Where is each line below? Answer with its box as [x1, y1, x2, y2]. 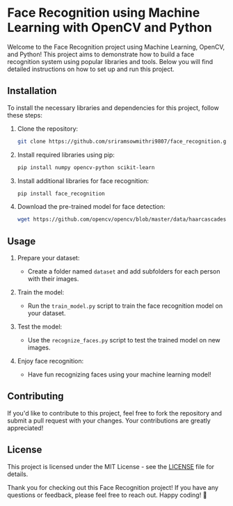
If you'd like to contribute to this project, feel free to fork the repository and [7, 409, 223, 417]
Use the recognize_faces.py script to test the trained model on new [27, 336, 220, 345]
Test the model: [17, 322, 63, 331]
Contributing [7, 390, 64, 402]
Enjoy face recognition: [17, 357, 84, 365]
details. [7, 470, 29, 478]
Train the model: [17, 288, 65, 297]
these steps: [7, 111, 43, 119]
